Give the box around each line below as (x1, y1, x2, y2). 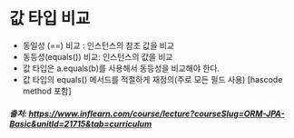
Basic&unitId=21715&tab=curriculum (9, 118, 152, 129)
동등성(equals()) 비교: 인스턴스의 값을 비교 (22, 51, 173, 62)
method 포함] (22, 85, 72, 96)
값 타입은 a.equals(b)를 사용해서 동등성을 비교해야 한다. (22, 63, 220, 74)
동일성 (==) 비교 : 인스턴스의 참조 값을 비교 (22, 40, 175, 51)
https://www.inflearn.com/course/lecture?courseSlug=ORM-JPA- (28, 108, 285, 119)
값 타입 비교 (9, 8, 91, 29)
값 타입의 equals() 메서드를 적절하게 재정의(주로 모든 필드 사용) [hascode (22, 74, 283, 84)
